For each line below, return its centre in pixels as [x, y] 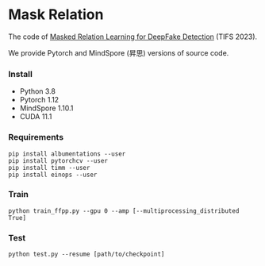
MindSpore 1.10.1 [46, 108]
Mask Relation [56, 15]
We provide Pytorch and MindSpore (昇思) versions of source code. [119, 52]
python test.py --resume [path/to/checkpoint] [86, 254]
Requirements [36, 137]
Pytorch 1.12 [39, 100]
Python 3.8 [37, 91]
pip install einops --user [53, 175]
